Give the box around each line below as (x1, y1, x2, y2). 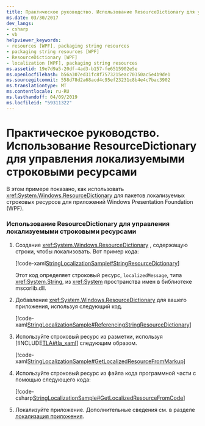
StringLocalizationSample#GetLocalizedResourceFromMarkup (27, 358, 184, 365)
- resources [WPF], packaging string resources (6, 43, 130, 49)
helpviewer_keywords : (6, 37, 62, 43)
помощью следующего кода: (15, 376, 92, 383)
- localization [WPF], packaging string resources (6, 60, 138, 66)
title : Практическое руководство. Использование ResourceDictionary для (6, 9, 195, 15)
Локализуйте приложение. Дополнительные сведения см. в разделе (15, 406, 195, 413)
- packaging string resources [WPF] (6, 49, 99, 55)
